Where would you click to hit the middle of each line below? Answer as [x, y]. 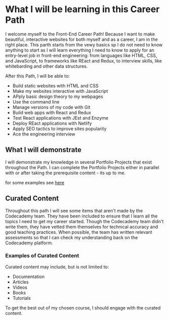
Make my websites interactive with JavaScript [60, 91]
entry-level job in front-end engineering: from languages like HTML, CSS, [81, 55]
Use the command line [36, 101]
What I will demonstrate [43, 150]
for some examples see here [35, 182]
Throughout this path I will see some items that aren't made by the [74, 210]
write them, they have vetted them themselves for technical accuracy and [82, 227]
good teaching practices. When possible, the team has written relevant [79, 232]
